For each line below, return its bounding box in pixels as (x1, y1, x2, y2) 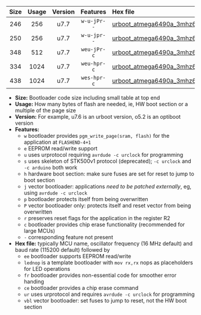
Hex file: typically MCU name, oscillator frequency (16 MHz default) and (14, 240, 193, 247)
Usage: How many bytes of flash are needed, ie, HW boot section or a (14, 101, 188, 107)
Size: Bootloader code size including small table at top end (14, 94, 160, 101)
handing (23, 278, 44, 285)
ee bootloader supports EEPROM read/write (23, 253, 132, 260)
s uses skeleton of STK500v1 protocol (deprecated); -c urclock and (23, 157, 191, 165)
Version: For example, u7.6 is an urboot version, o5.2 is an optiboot (14, 113, 181, 120)
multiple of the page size (14, 107, 77, 114)
